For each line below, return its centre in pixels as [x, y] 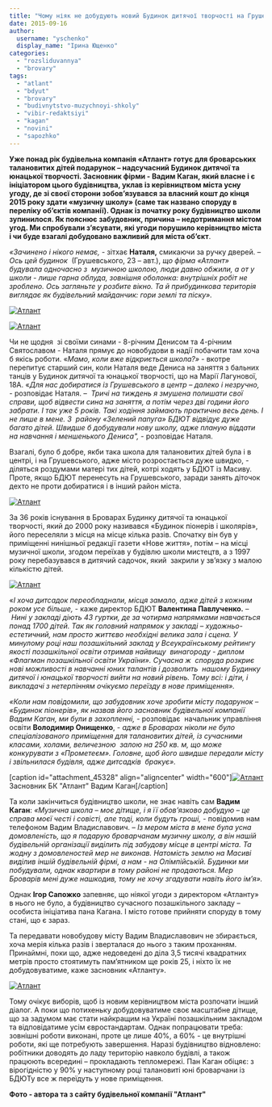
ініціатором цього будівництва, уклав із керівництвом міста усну [125, 184]
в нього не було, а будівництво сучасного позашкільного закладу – [125, 903]
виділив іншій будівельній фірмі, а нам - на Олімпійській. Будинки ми [129, 862]
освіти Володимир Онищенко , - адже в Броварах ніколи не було [122, 727]
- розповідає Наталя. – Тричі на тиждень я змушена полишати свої [126, 393]
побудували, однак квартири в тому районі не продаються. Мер [121, 870]
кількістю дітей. [36, 568]
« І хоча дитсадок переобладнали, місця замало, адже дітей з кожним [131, 600]
